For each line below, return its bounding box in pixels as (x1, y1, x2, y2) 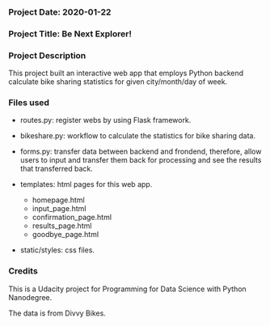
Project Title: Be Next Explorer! (8, 28, 132, 39)
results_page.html (32, 221, 92, 231)
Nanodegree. (8, 292, 53, 302)
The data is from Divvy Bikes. (8, 308, 107, 318)
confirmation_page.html (32, 213, 112, 222)
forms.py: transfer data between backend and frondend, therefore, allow (19, 146, 262, 156)
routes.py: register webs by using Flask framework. (19, 116, 192, 125)
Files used (8, 97, 50, 108)
